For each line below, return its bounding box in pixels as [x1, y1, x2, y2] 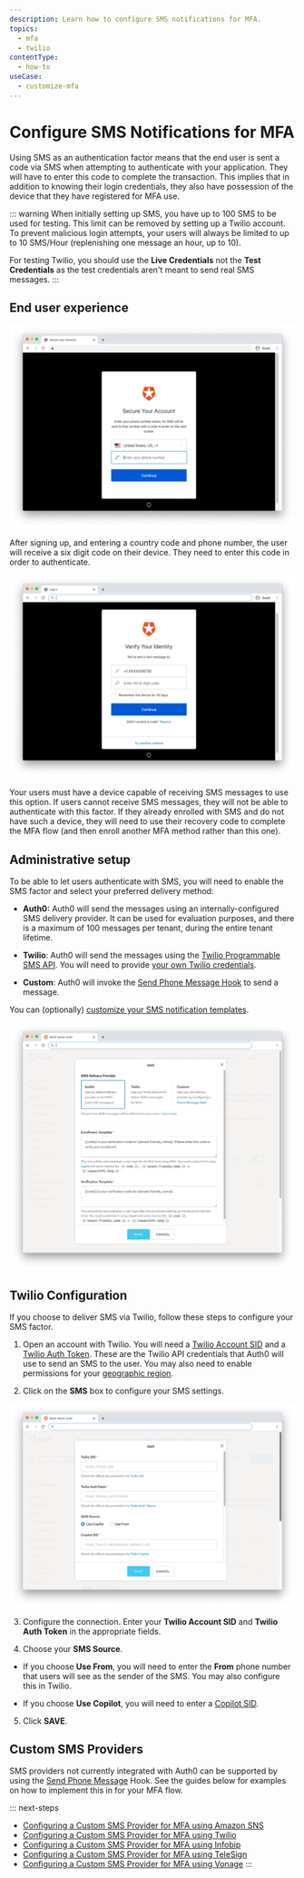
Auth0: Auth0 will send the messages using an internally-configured [22, 903, 279, 914]
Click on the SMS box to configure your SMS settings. [22, 1385, 224, 1397]
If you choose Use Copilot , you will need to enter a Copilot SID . [22, 1697, 260, 1708]
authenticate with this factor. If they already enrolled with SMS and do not [9, 806, 284, 817]
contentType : [9, 53, 59, 63]
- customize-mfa [17, 82, 79, 91]
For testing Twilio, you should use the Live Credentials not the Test [9, 254, 261, 265]
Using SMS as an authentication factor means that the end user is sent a [9, 152, 279, 162]
